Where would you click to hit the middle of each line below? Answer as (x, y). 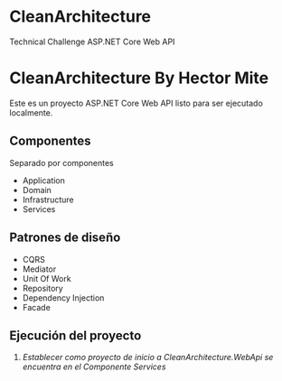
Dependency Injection (63, 297)
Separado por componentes (62, 163)
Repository (42, 288)
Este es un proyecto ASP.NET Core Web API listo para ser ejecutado (136, 103)
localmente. (31, 112)
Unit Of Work (47, 278)
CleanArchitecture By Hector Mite (139, 78)
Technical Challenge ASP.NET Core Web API (92, 42)
